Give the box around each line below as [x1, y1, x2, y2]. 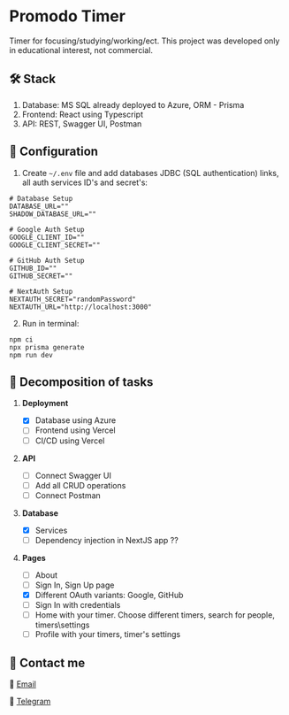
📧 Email [9, 679, 37, 689]
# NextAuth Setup [9, 287, 73, 296]
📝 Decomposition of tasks [9, 374, 154, 389]
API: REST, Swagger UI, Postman [21, 118, 142, 129]
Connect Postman [34, 489, 102, 501]
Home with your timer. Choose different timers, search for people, [34, 610, 276, 620]
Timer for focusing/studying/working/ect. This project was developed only [9, 35, 280, 46]
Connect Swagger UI [34, 470, 112, 481]
